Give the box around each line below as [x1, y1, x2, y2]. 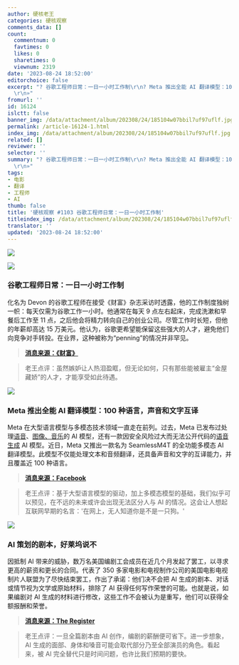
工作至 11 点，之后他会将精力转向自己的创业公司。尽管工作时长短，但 [19, 315, 222, 324]
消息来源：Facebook [24, 474, 87, 483]
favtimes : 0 [14, 43, 50, 51]
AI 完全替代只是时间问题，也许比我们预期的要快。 [45, 649, 191, 659]
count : [7, 30, 27, 38]
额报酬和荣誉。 [7, 602, 51, 610]
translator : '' [7, 222, 53, 229]
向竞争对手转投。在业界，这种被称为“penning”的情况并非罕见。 [7, 333, 193, 342]
